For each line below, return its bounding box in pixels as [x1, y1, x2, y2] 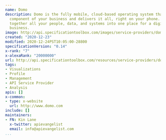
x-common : [5, 94, 26, 99]
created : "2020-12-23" [5, 35, 52, 40]
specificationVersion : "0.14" [5, 44, 68, 49]
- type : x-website [5, 99, 43, 104]
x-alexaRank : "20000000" [5, 53, 56, 58]
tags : [5, 62, 16, 67]
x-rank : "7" [5, 48, 30, 53]
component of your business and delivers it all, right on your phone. [9, 16, 161, 21]
